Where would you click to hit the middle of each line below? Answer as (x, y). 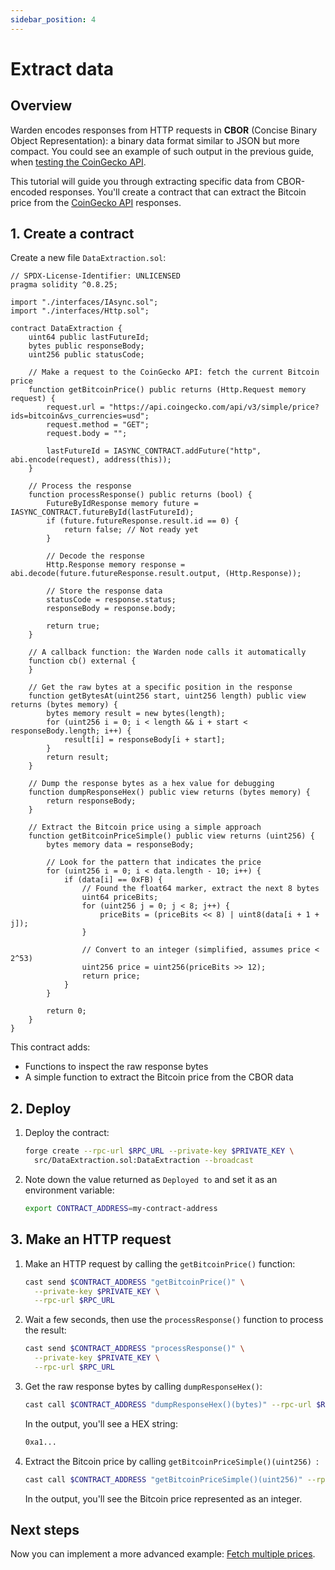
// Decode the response (95, 556)
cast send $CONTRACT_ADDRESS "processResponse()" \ (134, 1349)
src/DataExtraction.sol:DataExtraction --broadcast (144, 1161)
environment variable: (69, 1190)
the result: (45, 1330)
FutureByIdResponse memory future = (122, 504)
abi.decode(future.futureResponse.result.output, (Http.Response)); (156, 574)
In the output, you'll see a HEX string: (101, 1423)
